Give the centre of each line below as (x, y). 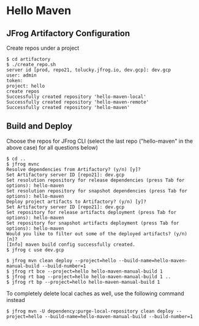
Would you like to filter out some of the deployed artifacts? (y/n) (97, 233)
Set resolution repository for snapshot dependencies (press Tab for (97, 191)
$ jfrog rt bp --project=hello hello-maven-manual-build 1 (83, 282)
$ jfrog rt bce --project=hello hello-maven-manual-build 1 (85, 271)
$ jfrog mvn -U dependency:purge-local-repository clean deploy (90, 311)
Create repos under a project (43, 48)
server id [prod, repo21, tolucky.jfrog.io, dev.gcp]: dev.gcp (89, 70)
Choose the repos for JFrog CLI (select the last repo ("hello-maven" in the (99, 141)
